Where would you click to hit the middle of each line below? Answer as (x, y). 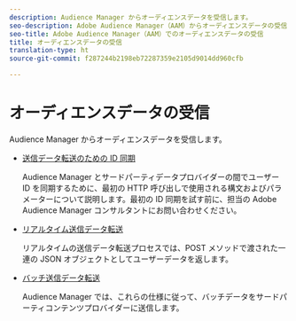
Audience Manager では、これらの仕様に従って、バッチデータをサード (151, 296)
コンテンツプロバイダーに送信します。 (114, 308)
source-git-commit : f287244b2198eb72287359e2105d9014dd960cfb (126, 59)
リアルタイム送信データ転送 (73, 229)
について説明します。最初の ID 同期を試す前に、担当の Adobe (165, 199)
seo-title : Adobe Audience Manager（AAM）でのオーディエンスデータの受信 (136, 34)
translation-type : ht (49, 51)
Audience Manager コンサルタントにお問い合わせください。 (132, 210)
